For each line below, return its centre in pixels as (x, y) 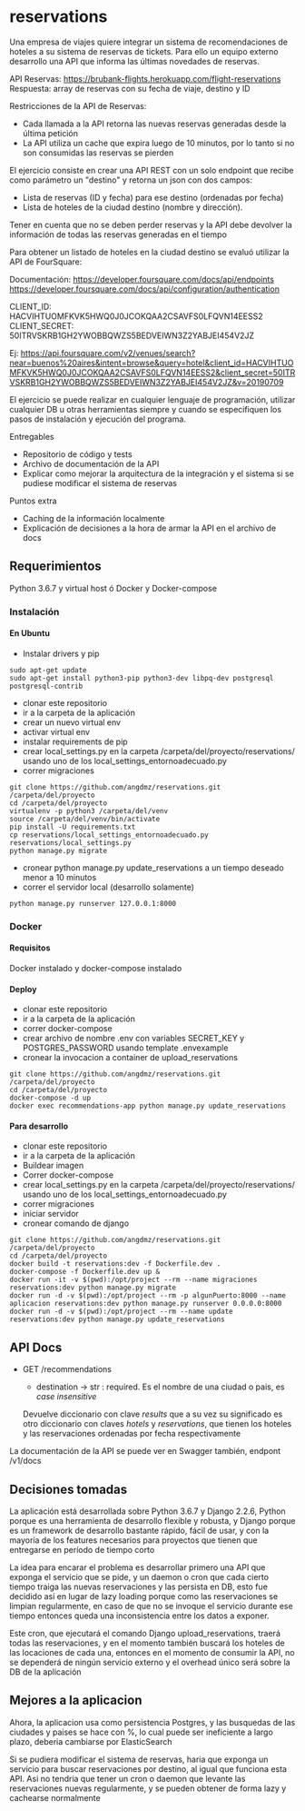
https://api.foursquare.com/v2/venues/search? (108, 353)
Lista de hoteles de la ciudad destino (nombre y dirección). (133, 207)
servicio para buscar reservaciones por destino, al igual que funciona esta (148, 1768)
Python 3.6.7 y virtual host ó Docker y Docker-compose (113, 588)
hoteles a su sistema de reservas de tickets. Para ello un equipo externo (144, 51)
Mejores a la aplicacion (76, 1701)
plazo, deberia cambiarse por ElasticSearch (91, 1741)
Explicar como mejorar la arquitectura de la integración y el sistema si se (158, 473)
